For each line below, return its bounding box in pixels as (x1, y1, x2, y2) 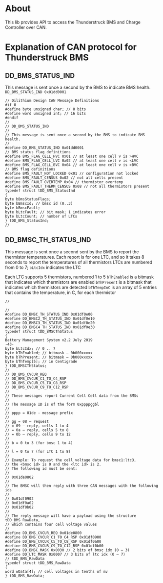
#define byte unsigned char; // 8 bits (5, 106, 86, 112)
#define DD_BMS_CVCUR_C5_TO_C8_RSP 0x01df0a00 (5, 539, 102, 544)
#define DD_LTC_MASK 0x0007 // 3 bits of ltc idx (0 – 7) (5, 552, 125, 557)
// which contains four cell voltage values (5, 522, 97, 527)
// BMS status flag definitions (5, 149, 71, 154)
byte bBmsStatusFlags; (5, 196, 51, 201)
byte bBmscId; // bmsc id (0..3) (5, 201, 73, 206)
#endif (5, 115, 19, 120)
